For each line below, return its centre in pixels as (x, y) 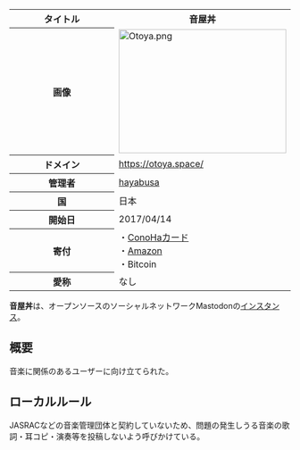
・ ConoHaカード (154, 237)
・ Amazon (141, 251)
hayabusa (139, 182)
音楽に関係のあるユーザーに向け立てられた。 (92, 371)
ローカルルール (50, 402)
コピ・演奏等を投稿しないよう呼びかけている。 (119, 436)
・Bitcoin (138, 264)
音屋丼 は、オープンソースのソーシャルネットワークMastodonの (125, 306)
